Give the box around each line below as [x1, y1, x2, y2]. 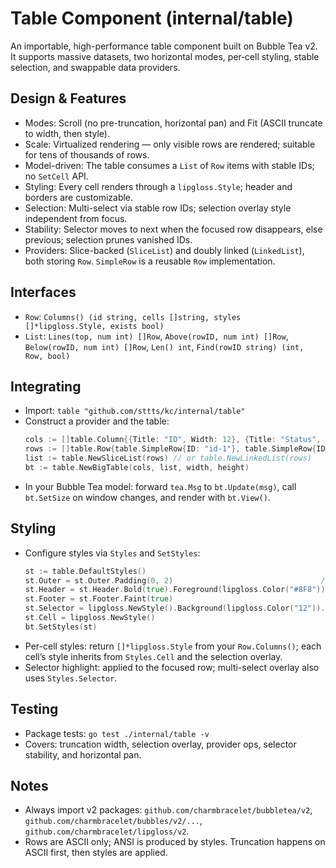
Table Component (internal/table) [10, 7, 294, 30]
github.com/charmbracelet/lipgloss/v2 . [24, 825, 190, 837]
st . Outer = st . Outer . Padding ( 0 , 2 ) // [24, 575, 330, 586]
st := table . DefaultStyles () [24, 566, 147, 576]
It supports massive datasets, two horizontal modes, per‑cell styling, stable [10, 50, 320, 62]
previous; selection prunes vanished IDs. [24, 233, 193, 246]
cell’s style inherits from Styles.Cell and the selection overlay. [24, 650, 283, 662]
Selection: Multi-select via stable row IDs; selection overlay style [24, 202, 292, 214]
